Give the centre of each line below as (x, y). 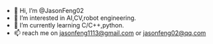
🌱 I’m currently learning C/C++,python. (69, 25)
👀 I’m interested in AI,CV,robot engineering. (75, 18)
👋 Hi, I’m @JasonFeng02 (49, 11)
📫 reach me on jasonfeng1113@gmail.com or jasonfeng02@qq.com (110, 33)
